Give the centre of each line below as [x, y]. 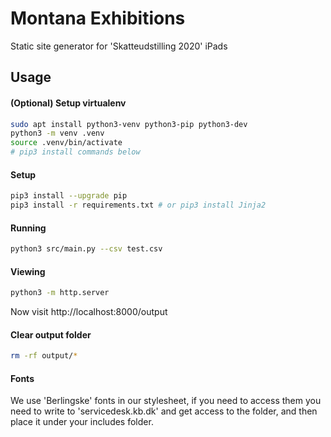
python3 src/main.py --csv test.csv [86, 249]
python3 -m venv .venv [57, 133]
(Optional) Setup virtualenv [68, 103]
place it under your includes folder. [82, 422]
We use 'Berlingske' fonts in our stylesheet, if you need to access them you [166, 401]
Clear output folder [51, 334]
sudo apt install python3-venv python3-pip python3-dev [129, 124]
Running [28, 228]
